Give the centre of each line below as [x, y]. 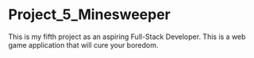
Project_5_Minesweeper [89, 15]
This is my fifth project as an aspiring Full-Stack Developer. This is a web [127, 37]
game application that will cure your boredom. [83, 44]
